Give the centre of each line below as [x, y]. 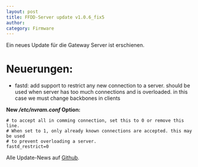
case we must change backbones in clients [67, 98]
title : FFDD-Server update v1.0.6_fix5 [55, 17]
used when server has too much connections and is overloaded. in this [101, 92]
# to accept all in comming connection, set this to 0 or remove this [95, 121]
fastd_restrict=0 [28, 147]
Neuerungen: [39, 69]
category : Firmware [30, 28]
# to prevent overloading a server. [51, 141]
